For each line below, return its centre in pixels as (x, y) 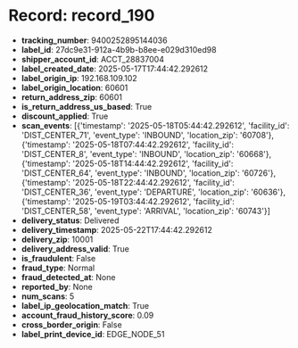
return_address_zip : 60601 (71, 97)
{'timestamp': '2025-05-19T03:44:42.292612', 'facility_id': (128, 201)
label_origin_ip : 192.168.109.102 (79, 78)
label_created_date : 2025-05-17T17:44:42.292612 (115, 69)
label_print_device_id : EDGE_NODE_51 (93, 334)
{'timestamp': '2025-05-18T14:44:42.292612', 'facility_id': (127, 163)
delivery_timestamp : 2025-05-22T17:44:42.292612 (117, 229)
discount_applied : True (65, 116)
